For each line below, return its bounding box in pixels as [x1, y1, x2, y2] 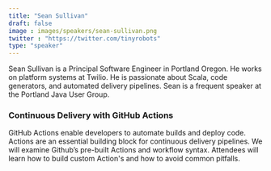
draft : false [8, 19, 53, 27]
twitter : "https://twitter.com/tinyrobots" [8, 34, 161, 43]
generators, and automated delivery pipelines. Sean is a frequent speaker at [8, 81, 261, 91]
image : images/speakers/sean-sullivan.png [8, 27, 158, 35]
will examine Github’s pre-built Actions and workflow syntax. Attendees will [8, 145, 259, 155]
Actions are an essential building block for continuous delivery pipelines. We [8, 136, 263, 146]
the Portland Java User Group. [8, 90, 110, 99]
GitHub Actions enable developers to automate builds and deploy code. [8, 128, 247, 138]
